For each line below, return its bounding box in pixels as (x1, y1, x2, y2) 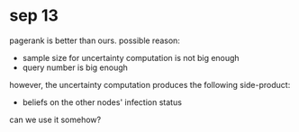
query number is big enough (22, 62, 129, 73)
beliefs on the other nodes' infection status (22, 96, 183, 108)
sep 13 (9, 5, 59, 26)
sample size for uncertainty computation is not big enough (22, 52, 240, 63)
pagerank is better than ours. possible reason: (9, 35, 180, 46)
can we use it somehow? (9, 114, 102, 125)
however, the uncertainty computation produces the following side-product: (9, 79, 291, 90)
